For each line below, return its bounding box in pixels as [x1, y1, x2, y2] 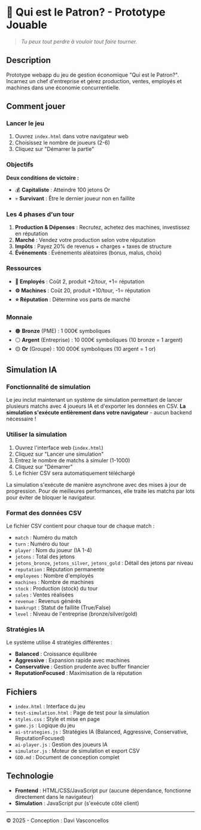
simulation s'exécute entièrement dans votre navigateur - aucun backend [6, 409, 193, 416]
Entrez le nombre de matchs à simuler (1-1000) [14, 456, 130, 464]
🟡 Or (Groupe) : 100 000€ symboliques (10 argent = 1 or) [14, 345, 156, 352]
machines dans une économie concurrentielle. [6, 84, 121, 91]
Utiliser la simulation [6, 431, 67, 439]
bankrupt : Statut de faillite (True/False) [14, 604, 111, 611]
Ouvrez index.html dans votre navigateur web [14, 133, 129, 140]
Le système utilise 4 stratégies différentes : [6, 639, 112, 646]
